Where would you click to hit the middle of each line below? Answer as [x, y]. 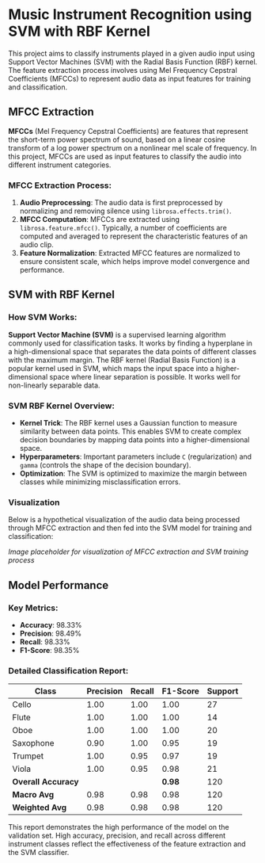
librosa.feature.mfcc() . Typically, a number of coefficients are [123, 228]
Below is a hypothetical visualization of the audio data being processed [124, 520]
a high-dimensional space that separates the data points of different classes [132, 351]
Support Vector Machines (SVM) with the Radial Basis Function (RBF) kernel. [133, 62]
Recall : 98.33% [45, 642]
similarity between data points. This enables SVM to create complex [131, 431]
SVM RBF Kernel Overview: [61, 406]
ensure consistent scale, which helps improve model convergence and [135, 262]
